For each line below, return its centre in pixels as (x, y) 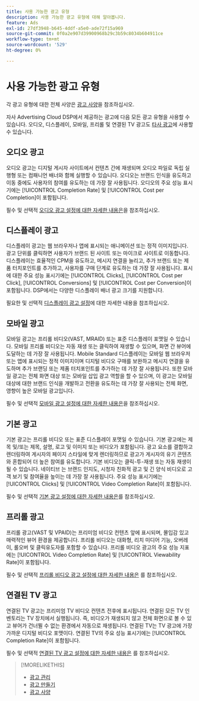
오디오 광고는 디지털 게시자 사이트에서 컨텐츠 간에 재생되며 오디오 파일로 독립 (95, 167)
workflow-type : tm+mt (33, 39)
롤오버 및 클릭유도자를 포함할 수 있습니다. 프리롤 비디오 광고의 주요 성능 (96, 547)
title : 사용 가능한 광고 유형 (38, 12)
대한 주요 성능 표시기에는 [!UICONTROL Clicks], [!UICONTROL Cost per (97, 275)
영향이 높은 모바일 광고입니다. (40, 391)
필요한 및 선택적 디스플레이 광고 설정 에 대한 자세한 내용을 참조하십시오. (88, 303)
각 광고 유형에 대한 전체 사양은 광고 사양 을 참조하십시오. (70, 104)
